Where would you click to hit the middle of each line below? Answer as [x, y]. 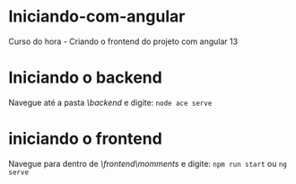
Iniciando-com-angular [97, 17]
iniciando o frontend [85, 139]
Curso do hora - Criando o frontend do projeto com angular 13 [123, 41]
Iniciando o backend [85, 78]
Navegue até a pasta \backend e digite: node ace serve [110, 102]
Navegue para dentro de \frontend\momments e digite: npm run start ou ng [148, 163]
